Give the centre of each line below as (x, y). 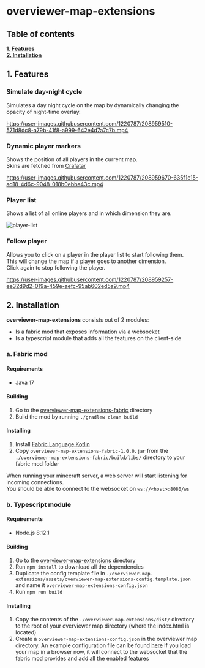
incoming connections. (35, 482)
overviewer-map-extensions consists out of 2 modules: (78, 320)
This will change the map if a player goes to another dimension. (86, 261)
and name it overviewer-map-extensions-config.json (81, 585)
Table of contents (40, 34)
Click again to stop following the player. (56, 267)
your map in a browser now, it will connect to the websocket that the (101, 652)
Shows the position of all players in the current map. (72, 159)
